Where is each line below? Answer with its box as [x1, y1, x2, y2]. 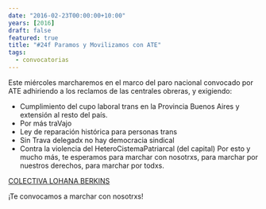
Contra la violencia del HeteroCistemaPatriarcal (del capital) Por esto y [19, 144, 251, 153]
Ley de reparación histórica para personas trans [19, 126, 177, 136]
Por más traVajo [19, 118, 72, 128]
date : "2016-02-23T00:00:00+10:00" [8, 11, 126, 20]
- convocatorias [15, 56, 69, 64]
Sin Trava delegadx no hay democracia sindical [19, 135, 175, 145]
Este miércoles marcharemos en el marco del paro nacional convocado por [8, 77, 254, 87]
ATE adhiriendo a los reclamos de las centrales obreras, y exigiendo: [8, 86, 233, 95]
